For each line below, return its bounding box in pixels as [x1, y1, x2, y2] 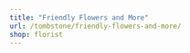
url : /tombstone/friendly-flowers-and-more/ [9, 22, 182, 31]
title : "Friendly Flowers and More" [9, 13, 149, 22]
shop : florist [9, 30, 64, 39]
